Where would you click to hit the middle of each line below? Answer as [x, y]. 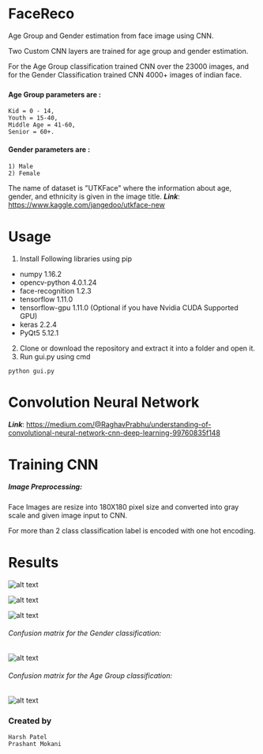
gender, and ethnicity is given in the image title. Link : [94, 196]
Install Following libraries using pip [76, 259]
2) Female [24, 173]
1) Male [21, 166]
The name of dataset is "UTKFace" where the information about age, [120, 188]
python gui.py [32, 371]
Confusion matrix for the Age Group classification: [90, 676]
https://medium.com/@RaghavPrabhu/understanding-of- [119, 424]
